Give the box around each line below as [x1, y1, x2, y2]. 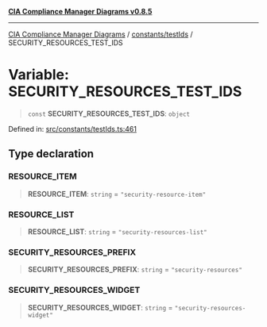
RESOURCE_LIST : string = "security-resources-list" [27, 226, 208, 237]
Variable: [8, 66, 70, 84]
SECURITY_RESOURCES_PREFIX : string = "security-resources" [27, 265, 242, 275]
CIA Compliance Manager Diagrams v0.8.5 [8, 7, 153, 16]
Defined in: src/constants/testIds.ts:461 [8, 124, 137, 133]
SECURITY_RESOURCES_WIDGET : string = [27, 302, 173, 312]
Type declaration [8, 147, 94, 161]
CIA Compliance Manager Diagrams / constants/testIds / [8, 29, 193, 39]
